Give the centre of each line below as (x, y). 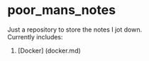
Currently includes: (35, 36)
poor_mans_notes (61, 10)
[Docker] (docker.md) (49, 50)
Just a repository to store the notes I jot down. (75, 29)
